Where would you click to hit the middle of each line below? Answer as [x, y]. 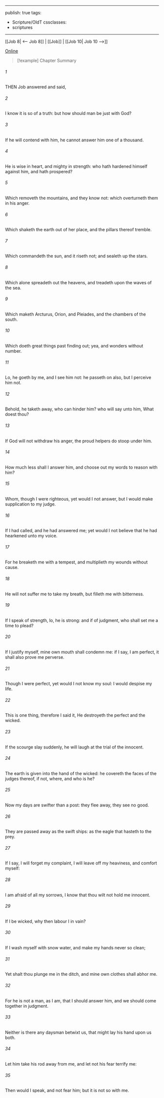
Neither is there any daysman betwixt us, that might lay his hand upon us [78, 1032]
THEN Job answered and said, [36, 87]
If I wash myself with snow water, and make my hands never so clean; [75, 948]
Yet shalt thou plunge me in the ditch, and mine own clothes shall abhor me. [81, 974]
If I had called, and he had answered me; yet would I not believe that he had [81, 531]
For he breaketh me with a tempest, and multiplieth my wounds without [76, 562]
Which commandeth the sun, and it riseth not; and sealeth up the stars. [76, 256]
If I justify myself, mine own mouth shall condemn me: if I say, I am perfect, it [82, 652]
